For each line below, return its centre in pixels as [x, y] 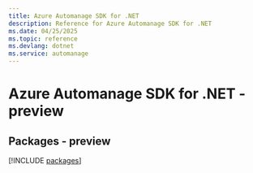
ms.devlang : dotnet [41, 46]
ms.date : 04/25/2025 [43, 31]
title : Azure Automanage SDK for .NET [74, 16]
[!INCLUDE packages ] [45, 160]
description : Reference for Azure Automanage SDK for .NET [110, 24]
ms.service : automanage [49, 54]
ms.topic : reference [43, 39]
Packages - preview [60, 141]
